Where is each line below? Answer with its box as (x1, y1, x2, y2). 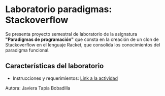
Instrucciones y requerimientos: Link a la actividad (12, 75, 118, 81)
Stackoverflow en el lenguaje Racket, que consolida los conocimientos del (5, 41, 160, 47)
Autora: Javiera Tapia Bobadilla (5, 85, 71, 91)
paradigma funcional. (5, 47, 50, 53)
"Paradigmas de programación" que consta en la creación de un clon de (5, 36, 159, 42)
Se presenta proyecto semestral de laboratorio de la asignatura (5, 31, 137, 37)
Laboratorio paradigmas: (5, 4, 112, 15)
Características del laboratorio (5, 62, 104, 70)
